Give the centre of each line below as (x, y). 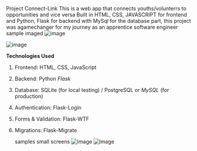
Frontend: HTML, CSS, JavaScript (56, 67)
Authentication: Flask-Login (48, 107)
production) (29, 96)
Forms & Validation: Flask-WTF (52, 119)
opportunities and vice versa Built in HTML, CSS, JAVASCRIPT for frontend (96, 15)
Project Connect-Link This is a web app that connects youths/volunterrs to (96, 8)
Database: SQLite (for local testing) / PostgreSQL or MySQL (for (92, 90)
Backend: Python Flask (42, 79)
